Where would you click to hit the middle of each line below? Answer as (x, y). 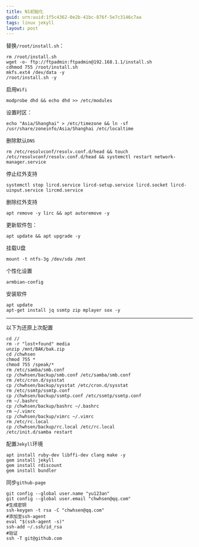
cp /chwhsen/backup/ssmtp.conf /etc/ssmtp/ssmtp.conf (74, 396)
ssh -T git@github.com (34, 539)
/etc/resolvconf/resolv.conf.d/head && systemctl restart (79, 157)
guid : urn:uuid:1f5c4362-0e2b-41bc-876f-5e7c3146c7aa (74, 17)
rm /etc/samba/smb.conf (36, 370)
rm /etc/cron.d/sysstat (36, 380)
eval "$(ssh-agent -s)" (36, 522)
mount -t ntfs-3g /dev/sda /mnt (46, 259)
